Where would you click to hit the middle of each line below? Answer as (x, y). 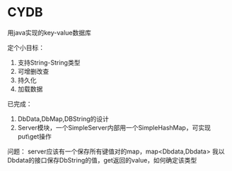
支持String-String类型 (49, 62)
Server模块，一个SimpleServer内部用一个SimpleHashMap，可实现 (114, 127)
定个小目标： (26, 47)
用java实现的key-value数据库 (50, 32)
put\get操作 (34, 136)
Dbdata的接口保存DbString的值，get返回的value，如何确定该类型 (102, 160)
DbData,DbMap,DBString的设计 (63, 119)
